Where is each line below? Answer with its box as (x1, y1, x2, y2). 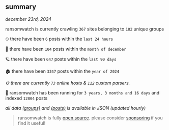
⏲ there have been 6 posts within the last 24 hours (5, 36, 114, 42)
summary (5, 3, 37, 11)
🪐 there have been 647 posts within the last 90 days (5, 56, 117, 62)
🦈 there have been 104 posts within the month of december (5, 46, 126, 52)
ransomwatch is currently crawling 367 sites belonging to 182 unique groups (5, 26, 164, 32)
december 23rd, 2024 (5, 16, 52, 22)
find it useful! (17, 120, 46, 126)
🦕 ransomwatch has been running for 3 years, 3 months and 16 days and (5, 89, 160, 95)
